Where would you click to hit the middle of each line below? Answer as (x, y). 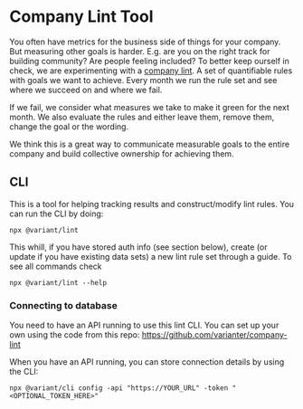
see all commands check (56, 266)
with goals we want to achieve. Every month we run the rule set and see (143, 80)
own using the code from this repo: (75, 335)
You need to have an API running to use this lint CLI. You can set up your (144, 325)
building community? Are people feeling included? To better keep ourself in (149, 61)
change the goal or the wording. (69, 126)
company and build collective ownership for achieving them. (122, 153)
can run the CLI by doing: (57, 214)
